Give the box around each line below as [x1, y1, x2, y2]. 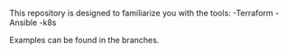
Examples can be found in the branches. [9, 35, 160, 45]
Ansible [9, 17, 38, 28]
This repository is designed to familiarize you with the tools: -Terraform [9, 8, 274, 18]
